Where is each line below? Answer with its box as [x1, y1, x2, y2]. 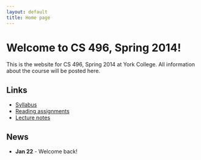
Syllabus [15, 101, 37, 108]
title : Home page [6, 15, 51, 21]
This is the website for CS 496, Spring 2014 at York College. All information [6, 61, 196, 68]
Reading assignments [15, 108, 70, 115]
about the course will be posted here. [6, 68, 101, 75]
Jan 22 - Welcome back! [15, 148, 78, 155]
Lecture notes [15, 114, 51, 122]
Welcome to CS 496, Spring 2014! [6, 41, 181, 55]
